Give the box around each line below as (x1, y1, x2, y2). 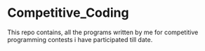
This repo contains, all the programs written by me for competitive (7, 28, 199, 36)
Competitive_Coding (7, 5, 129, 21)
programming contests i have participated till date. (7, 35, 153, 43)
